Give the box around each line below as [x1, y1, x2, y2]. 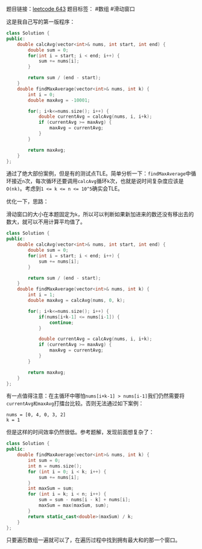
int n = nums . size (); [28, 463, 83, 469]
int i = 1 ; [28, 292, 55, 298]
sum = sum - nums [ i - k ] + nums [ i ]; [38, 497, 131, 503]
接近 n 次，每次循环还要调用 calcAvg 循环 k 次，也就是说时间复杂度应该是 [11, 178, 184, 185]
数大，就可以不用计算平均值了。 [6, 218, 86, 225]
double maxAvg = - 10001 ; [28, 97, 90, 103]
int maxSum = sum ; [28, 486, 74, 492]
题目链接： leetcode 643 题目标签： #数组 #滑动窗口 [6, 5, 136, 12]
